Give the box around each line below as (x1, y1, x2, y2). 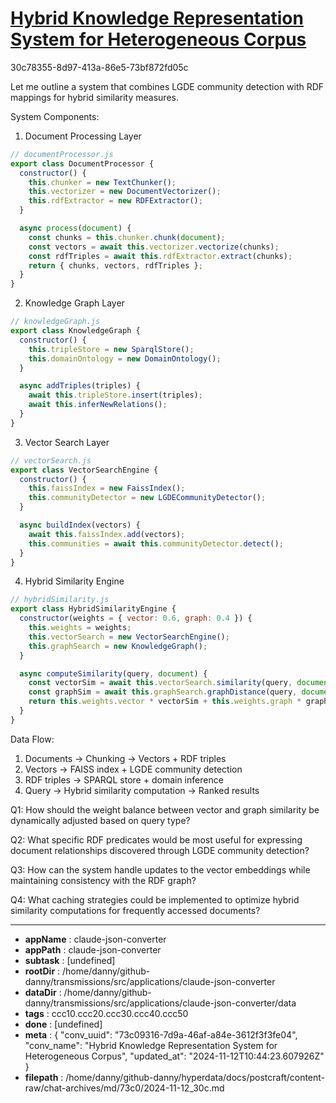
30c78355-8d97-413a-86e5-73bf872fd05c (10, 61, 189, 73)
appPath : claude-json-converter (24, 943, 162, 956)
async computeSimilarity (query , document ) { (19, 668, 208, 679)
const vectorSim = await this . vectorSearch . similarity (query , (28, 678, 293, 688)
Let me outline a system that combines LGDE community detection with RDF (10, 80, 325, 92)
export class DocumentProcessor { (10, 158, 155, 169)
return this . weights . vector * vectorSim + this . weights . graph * (28, 697, 302, 707)
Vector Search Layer (24, 436, 110, 448)
